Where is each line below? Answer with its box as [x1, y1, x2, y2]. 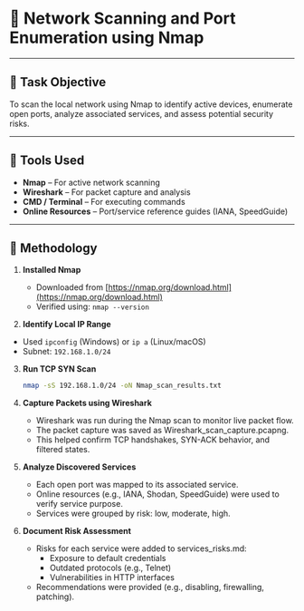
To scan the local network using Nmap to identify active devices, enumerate [9, 99, 293, 110]
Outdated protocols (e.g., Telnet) [49, 562, 172, 574]
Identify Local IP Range [22, 319, 111, 330]
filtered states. [35, 444, 90, 455]
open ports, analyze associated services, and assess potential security [9, 108, 274, 119]
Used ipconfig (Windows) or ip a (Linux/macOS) [22, 336, 206, 347]
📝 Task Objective [9, 74, 107, 90]
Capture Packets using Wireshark [22, 398, 152, 409]
